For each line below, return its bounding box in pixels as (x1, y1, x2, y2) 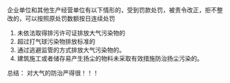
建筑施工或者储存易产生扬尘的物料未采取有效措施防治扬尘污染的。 (16, 54, 203, 63)
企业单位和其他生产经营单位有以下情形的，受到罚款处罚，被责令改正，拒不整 (7, 6, 223, 14)
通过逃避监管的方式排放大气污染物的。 (16, 46, 125, 54)
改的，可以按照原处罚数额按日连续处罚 (7, 14, 115, 22)
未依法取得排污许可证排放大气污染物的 (16, 29, 125, 37)
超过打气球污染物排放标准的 (16, 37, 96, 46)
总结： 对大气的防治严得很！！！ (7, 69, 99, 77)
